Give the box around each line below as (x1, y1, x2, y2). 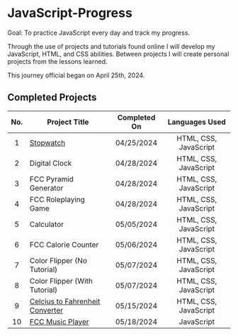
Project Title (47, 117, 89, 127)
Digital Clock (29, 158, 72, 168)
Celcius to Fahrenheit (29, 296, 101, 306)
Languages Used (167, 117, 227, 127)
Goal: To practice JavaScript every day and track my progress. (7, 28, 190, 37)
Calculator (29, 219, 64, 229)
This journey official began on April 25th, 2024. (7, 71, 145, 79)
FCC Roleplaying (29, 194, 85, 204)
